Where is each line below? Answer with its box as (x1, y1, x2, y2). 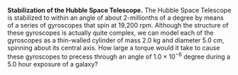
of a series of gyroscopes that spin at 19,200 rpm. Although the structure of (7, 21, 229, 29)
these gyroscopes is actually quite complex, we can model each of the (7, 28, 215, 37)
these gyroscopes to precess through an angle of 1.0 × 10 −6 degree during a (7, 51, 231, 61)
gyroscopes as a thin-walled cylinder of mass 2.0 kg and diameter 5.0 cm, (7, 36, 225, 45)
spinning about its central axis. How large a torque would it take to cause (7, 44, 220, 52)
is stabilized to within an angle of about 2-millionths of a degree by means (7, 13, 224, 22)
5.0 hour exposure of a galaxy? (7, 59, 98, 68)
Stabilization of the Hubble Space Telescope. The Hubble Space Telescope (7, 6, 232, 14)
